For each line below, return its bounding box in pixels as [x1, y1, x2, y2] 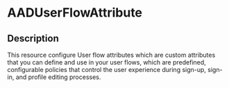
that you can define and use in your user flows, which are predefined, [7, 58, 206, 67]
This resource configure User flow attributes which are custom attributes [7, 51, 216, 59]
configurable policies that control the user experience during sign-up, [7, 66, 207, 73]
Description [7, 33, 59, 44]
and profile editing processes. [15, 73, 101, 81]
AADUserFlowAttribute [7, 5, 143, 21]
